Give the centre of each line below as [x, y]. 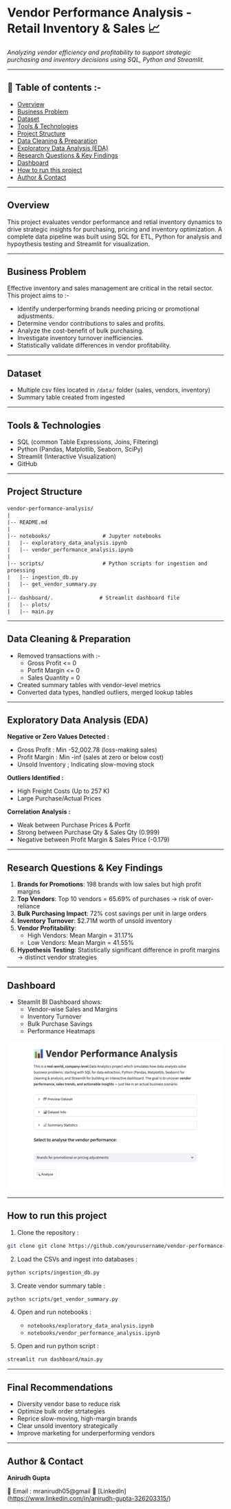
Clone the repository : [48, 1232]
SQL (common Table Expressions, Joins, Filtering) [88, 442]
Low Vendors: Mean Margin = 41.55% [80, 943]
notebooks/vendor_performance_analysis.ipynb [93, 1333]
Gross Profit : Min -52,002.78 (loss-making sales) [87, 750]
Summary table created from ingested [71, 397]
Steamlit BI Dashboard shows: [59, 1002]
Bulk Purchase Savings [60, 1024]
